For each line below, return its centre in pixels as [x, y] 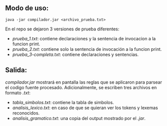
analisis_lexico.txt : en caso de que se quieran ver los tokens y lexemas [85, 108]
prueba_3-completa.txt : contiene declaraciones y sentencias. [75, 54]
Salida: [16, 70]
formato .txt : [18, 93]
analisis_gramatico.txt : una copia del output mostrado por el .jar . [79, 118]
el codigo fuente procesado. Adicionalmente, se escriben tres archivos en [81, 87]
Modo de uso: [27, 8]
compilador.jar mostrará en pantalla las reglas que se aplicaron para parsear [83, 82]
